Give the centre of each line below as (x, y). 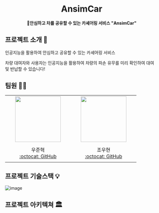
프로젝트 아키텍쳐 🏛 (34, 204)
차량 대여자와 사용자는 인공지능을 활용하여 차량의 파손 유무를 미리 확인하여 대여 (80, 63)
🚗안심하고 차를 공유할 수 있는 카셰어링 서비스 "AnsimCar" (82, 23)
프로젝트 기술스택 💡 (32, 176)
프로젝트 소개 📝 (26, 40)
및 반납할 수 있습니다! (25, 69)
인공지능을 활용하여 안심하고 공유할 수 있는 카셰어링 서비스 (60, 53)
